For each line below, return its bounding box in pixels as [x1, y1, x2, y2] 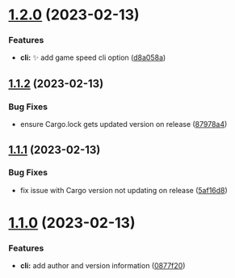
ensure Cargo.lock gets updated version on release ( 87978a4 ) [19, 120, 228, 129]
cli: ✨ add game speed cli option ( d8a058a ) [19, 53, 166, 62]
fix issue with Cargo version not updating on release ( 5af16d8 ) [19, 185, 228, 195]
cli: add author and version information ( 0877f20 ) [19, 261, 186, 271]
